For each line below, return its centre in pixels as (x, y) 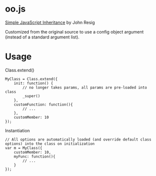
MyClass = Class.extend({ (31, 79)
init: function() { (34, 83)
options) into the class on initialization (50, 144)
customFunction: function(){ (43, 105)
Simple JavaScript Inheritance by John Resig (50, 22)
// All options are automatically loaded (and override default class (78, 140)
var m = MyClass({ (24, 148)
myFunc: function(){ (35, 157)
